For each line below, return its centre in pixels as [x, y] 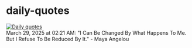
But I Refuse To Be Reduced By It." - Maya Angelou [68, 39]
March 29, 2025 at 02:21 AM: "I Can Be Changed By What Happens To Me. [96, 32]
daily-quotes [38, 11]
